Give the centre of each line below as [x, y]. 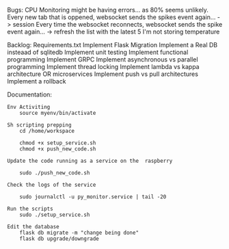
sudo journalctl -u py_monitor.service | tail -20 [93, 197]
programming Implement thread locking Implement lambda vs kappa [103, 67]
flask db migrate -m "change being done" [79, 233]
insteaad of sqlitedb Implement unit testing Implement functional [98, 52]
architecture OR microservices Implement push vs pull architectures [103, 74]
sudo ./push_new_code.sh [55, 173]
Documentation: [30, 94]
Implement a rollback [37, 81]
